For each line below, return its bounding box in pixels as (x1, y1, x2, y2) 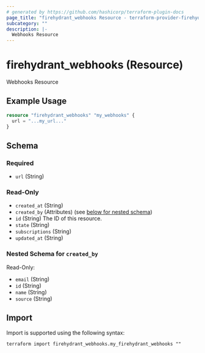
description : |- (6, 26, 48, 32)
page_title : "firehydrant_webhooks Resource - (6, 15, 127, 21)
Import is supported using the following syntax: (6, 329, 125, 336)
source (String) (15, 295, 53, 302)
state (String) (15, 221, 50, 229)
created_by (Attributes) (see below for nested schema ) (15, 209, 153, 216)
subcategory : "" (6, 20, 48, 26)
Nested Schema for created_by (6, 250, 99, 258)
